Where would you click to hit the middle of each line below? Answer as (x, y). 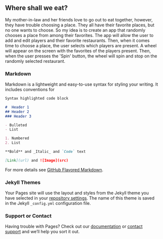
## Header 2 (17, 111)
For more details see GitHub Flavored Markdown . (54, 169)
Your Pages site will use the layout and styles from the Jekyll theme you (77, 193)
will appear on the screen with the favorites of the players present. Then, (78, 51)
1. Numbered (17, 138)
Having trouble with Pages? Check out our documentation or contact (74, 226)
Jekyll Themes (23, 182)
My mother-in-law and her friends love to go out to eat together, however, (79, 19)
